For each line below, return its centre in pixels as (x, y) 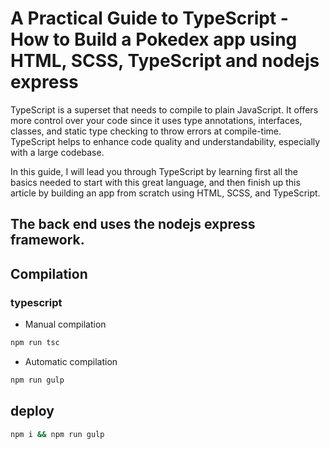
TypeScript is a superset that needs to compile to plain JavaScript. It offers (164, 109)
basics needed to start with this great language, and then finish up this (155, 182)
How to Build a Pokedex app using (154, 39)
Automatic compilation (71, 361)
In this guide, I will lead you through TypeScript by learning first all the (154, 171)
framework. (47, 240)
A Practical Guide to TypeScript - (149, 18)
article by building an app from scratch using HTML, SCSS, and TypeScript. (165, 193)
